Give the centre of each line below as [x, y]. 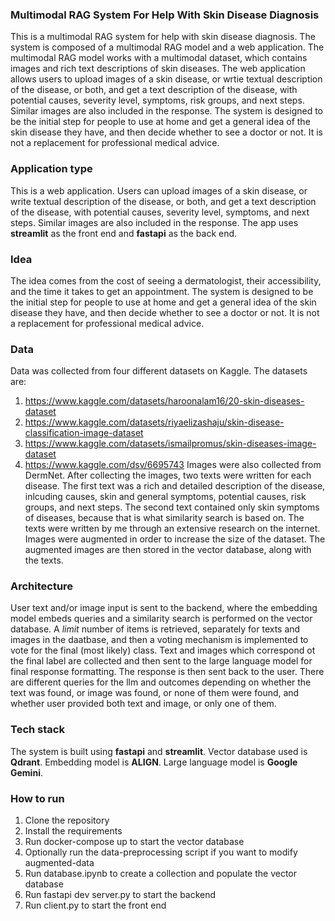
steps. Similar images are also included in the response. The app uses [154, 222]
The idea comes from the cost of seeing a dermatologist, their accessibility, [166, 280]
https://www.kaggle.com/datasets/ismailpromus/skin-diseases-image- [170, 444]
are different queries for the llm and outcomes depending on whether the [161, 682]
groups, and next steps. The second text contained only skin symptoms [172, 507]
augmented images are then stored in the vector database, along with [168, 550]
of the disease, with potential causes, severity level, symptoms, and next [160, 212]
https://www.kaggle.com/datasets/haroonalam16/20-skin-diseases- [164, 401]
